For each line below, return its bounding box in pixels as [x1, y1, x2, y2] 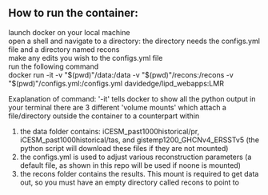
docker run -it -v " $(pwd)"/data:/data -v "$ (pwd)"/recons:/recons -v [8, 70, 234, 79]
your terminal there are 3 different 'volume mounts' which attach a [8, 102, 226, 112]
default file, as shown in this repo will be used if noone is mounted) [19, 160, 242, 170]
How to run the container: [8, 6, 138, 20]
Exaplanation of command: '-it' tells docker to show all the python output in [8, 94, 256, 103]
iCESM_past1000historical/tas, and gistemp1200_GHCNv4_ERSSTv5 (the [19, 135, 260, 145]
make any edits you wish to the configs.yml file [8, 53, 163, 62]
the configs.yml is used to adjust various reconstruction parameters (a [19, 152, 252, 161]
